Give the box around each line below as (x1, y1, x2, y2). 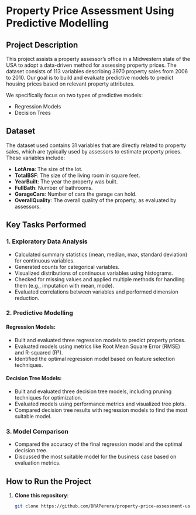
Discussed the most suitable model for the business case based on (14, 453, 177, 461)
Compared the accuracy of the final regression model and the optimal (14, 441, 183, 448)
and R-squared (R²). (14, 349, 63, 356)
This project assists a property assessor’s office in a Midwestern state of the (6, 56, 191, 62)
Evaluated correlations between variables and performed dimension (14, 288, 178, 295)
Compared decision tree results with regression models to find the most (14, 406, 188, 414)
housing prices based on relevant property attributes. (6, 80, 135, 87)
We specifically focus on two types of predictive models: (6, 92, 143, 98)
